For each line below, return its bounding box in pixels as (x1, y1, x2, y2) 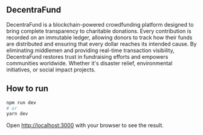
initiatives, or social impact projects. (6, 66, 96, 73)
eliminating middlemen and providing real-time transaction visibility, (6, 47, 175, 54)
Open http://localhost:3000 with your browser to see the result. (6, 122, 164, 129)
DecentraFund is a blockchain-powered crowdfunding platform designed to (6, 21, 194, 28)
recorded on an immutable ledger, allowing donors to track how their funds (6, 33, 193, 41)
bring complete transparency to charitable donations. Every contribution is (6, 27, 192, 35)
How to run (6, 84, 49, 94)
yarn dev (6, 111, 28, 117)
